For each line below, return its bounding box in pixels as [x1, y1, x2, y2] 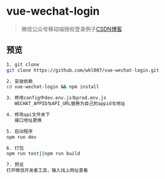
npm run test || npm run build [6, 151, 80, 157]
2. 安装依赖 [6, 78, 33, 84]
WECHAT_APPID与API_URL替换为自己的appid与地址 [14, 101, 126, 107]
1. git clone [6, 61, 40, 68]
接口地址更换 [14, 117, 42, 123]
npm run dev [6, 134, 37, 140]
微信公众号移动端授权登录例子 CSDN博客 [21, 25, 122, 32]
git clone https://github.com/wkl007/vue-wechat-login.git [6, 67, 160, 73]
